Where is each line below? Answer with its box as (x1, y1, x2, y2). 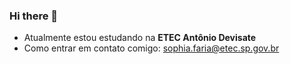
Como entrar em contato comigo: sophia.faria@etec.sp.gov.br (23, 42, 280, 54)
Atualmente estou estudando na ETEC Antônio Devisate (23, 32, 257, 44)
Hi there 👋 (9, 9, 59, 23)
